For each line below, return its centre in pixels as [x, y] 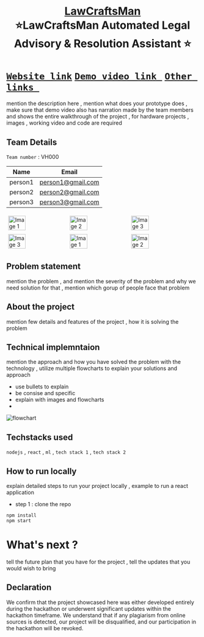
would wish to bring [31, 568]
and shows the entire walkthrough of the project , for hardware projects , [98, 117]
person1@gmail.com [69, 182]
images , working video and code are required [64, 123]
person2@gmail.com [69, 192]
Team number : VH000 [33, 156]
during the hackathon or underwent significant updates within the [89, 608]
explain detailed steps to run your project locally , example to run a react [97, 486]
